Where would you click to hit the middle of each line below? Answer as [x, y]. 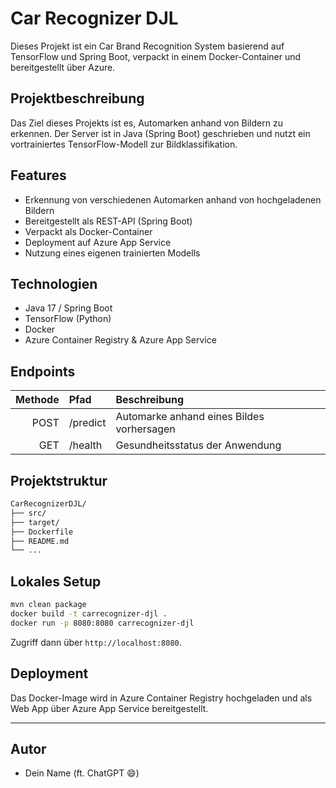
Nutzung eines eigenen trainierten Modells [112, 253]
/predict [87, 423]
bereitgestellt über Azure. [63, 67]
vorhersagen [145, 429]
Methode [37, 400]
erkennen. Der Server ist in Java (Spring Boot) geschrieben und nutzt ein [160, 133]
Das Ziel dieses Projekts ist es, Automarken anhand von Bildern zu [146, 123]
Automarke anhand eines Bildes [190, 417]
